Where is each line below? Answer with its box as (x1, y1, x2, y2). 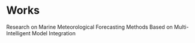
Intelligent (6, 29, 31, 36)
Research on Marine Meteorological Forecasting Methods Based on (6, 23, 173, 30)
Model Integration (32, 29, 76, 36)
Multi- (173, 23, 189, 30)
